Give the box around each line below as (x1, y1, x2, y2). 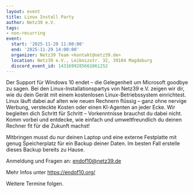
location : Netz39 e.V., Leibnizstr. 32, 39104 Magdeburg (11, 57, 153, 63)
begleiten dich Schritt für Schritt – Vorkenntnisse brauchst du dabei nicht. (6, 110, 182, 117)
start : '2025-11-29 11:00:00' (11, 42, 84, 47)
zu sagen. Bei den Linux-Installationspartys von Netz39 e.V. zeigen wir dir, (6, 85, 185, 92)
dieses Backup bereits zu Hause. (6, 146, 85, 153)
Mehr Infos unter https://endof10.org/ (6, 169, 96, 176)
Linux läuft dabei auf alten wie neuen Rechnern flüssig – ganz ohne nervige (6, 98, 187, 105)
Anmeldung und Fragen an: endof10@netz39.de (6, 157, 121, 164)
